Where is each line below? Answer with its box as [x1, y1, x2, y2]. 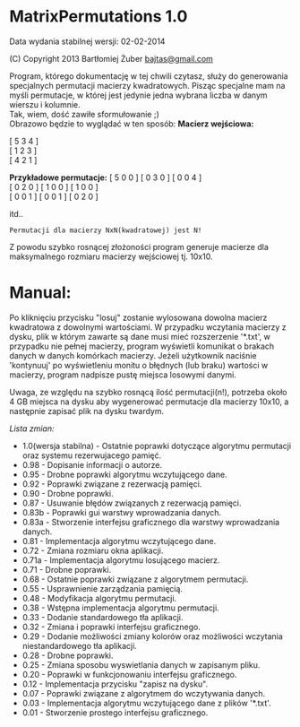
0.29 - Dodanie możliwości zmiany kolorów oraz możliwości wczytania [21, 630, 284, 642]
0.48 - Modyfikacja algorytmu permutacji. [21, 593, 177, 603]
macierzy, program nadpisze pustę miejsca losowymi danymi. [9, 369, 237, 380]
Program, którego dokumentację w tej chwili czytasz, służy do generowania [9, 70, 288, 82]
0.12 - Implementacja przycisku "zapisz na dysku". [21, 679, 209, 689]
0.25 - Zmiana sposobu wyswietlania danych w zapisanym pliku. [21, 659, 261, 670]
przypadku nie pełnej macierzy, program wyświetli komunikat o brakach [9, 341, 275, 351]
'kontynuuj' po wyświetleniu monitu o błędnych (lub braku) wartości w [9, 359, 269, 370]
